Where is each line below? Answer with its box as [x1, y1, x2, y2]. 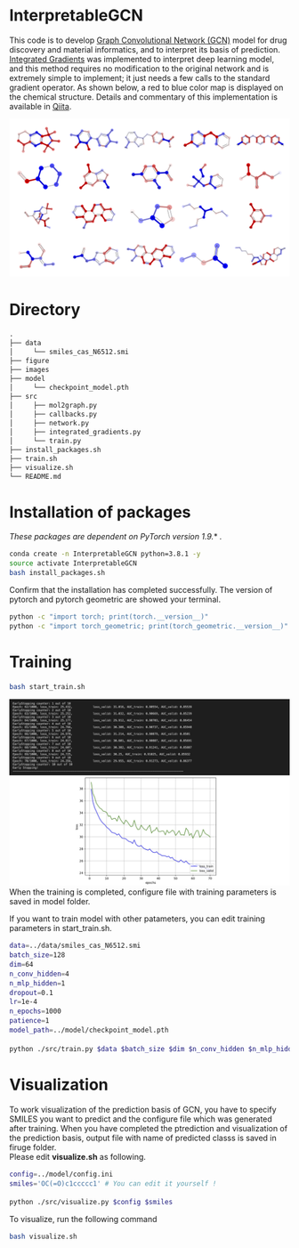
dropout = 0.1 [9, 988, 53, 997]
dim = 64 [9, 960, 34, 968]
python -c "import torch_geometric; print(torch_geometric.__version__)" [9, 621, 289, 630]
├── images [9, 366, 50, 375]
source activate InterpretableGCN [9, 559, 138, 568]
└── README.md [9, 473, 62, 482]
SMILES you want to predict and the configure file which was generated [9, 1114, 273, 1124]
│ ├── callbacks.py [9, 410, 98, 419]
